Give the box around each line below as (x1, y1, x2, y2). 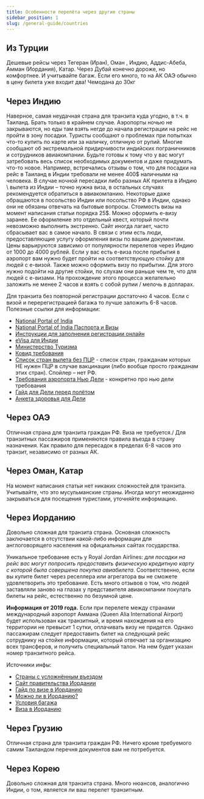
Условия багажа (15, 699, 58, 706)
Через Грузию (6, 723, 63, 733)
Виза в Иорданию (15, 705, 62, 713)
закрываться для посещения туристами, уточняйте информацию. (6, 495, 178, 502)
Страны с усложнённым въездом (15, 673, 103, 680)
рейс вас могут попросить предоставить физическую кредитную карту (6, 560, 194, 567)
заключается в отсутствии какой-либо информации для (6, 535, 152, 542)
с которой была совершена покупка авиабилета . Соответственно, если (6, 566, 195, 574)
